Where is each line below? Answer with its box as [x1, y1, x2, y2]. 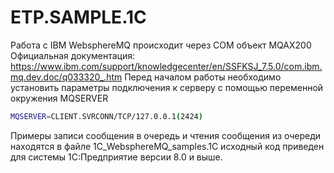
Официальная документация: [10, 49, 135, 61]
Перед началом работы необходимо [124, 71, 282, 83]
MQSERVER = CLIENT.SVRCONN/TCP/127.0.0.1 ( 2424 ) [10, 111, 203, 121]
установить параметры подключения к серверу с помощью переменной [10, 81, 324, 93]
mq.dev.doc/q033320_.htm [10, 71, 123, 83]
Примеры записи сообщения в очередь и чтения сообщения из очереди [10, 129, 322, 141]
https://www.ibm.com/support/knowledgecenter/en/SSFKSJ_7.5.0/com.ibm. [10, 60, 323, 72]
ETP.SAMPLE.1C [10, 6, 147, 29]
